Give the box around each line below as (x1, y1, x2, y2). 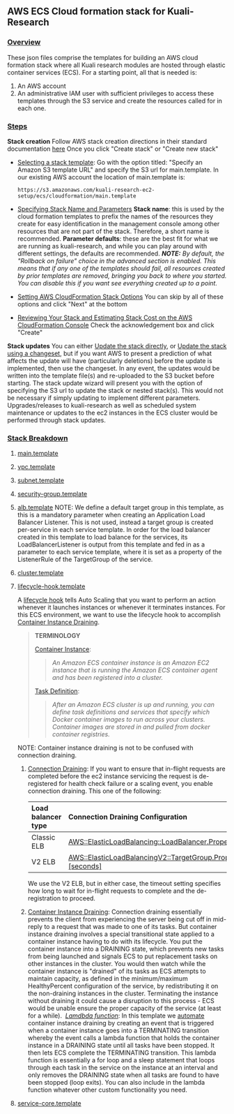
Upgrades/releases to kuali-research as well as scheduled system (7, 401, 197, 409)
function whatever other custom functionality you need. (27, 1085, 188, 1094)
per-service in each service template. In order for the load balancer (17, 526, 211, 534)
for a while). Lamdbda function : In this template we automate (27, 1011, 205, 1020)
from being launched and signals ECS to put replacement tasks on (27, 952, 218, 960)
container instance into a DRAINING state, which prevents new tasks (27, 945, 224, 953)
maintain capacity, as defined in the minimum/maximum (27, 974, 188, 983)
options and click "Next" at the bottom (17, 299, 127, 308)
